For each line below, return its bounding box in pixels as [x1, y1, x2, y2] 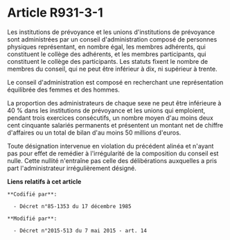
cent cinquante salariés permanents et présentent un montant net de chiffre [7, 121, 224, 129]
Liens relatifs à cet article [7, 177, 82, 185]
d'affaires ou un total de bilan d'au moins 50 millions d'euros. [7, 128, 182, 137]
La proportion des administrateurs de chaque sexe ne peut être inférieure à [7, 98, 222, 107]
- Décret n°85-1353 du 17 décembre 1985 [13, 203, 132, 209]
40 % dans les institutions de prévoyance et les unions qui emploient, [7, 106, 206, 114]
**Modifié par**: [7, 215, 57, 222]
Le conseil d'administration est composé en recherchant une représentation [7, 78, 224, 86]
